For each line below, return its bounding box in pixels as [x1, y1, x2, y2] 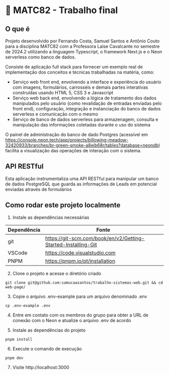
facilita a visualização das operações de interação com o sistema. [5, 148, 142, 153]
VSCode [8, 249, 28, 256]
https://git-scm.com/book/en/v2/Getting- [45, 234, 145, 241]
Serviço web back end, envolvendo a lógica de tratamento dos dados [12, 95, 157, 101]
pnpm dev [5, 355, 24, 360]
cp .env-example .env [5, 303, 51, 308]
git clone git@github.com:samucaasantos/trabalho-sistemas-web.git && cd [5, 280, 163, 285]
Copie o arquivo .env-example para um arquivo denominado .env [12, 293, 147, 299]
